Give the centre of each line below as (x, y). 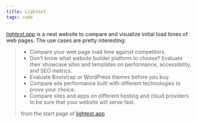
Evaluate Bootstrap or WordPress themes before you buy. (100, 77)
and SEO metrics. (51, 70)
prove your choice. (53, 89)
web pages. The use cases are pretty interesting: (66, 40)
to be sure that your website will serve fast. (82, 102)
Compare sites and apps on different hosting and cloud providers (109, 96)
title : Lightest (26, 12)
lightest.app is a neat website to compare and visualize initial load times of (97, 34)
